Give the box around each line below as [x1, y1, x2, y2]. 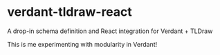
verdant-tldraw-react [7, 4, 133, 20]
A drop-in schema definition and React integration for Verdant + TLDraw [7, 27, 213, 35]
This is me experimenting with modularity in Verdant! [7, 40, 158, 48]
